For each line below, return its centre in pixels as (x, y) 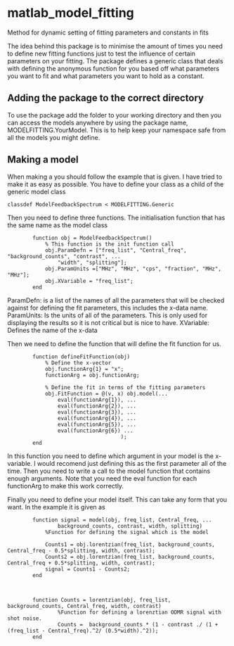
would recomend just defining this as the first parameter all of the (132, 463)
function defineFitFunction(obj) (82, 357)
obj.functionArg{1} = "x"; (84, 369)
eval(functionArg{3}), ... (97, 412)
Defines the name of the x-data (53, 330)
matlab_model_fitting (71, 13)
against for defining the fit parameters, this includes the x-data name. (108, 308)
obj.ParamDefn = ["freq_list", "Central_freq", (116, 250)
